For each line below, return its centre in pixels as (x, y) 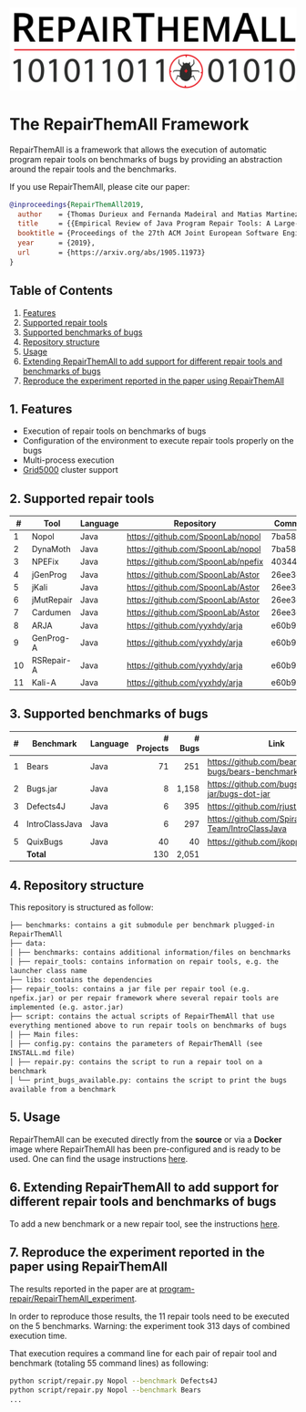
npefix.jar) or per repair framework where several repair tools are (144, 999)
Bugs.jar (42, 789)
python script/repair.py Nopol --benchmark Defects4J (114, 1381)
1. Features (41, 409)
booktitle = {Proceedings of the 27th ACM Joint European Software (148, 234)
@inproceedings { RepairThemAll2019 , (77, 204)
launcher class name (49, 971)
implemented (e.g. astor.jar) (67, 1008)
